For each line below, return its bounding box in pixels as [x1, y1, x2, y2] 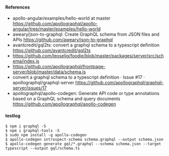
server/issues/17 [12, 85, 47, 91]
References [5, 4, 30, 10]
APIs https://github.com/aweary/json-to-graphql [12, 37, 113, 43]
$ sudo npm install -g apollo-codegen [5, 133, 87, 138]
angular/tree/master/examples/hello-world [12, 26, 101, 32]
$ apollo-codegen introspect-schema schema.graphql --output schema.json [5, 137, 164, 142]
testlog [5, 113, 21, 119]
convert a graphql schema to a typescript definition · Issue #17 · [12, 74, 145, 80]
